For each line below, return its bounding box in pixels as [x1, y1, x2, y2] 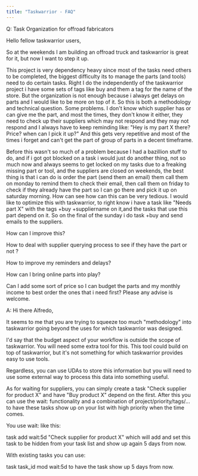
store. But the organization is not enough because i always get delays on [6, 92, 185, 99]
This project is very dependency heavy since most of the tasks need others [6, 66, 192, 74]
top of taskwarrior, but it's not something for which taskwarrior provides [6, 348, 183, 356]
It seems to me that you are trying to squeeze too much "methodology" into [6, 318, 192, 325]
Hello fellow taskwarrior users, [6, 37, 82, 44]
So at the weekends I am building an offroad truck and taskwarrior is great [6, 48, 189, 56]
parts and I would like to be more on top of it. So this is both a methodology [6, 98, 191, 105]
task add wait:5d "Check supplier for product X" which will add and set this [6, 433, 191, 441]
